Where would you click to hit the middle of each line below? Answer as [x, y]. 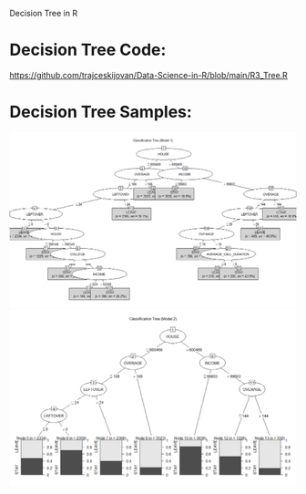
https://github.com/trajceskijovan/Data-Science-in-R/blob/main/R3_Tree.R [149, 75]
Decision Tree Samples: [101, 112]
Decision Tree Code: [88, 50]
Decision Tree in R [44, 13]
